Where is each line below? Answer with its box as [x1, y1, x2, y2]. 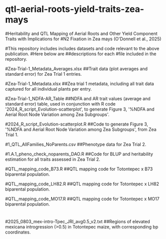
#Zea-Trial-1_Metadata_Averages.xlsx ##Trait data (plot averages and [5, 66, 148, 72]
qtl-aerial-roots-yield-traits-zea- [5, 3, 144, 15]
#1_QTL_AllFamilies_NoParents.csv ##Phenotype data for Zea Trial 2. [5, 141, 147, 147]
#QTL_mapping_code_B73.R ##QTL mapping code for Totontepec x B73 [5, 166, 153, 172]
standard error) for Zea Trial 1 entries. [5, 71, 82, 77]
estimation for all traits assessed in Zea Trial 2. [5, 156, 100, 162]
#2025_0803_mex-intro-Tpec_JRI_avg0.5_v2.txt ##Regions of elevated [5, 219, 150, 225]
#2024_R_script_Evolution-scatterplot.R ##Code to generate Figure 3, [5, 121, 148, 127]
